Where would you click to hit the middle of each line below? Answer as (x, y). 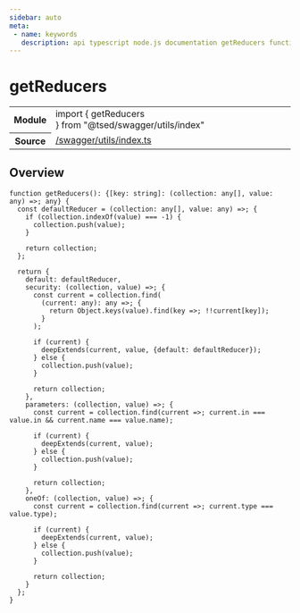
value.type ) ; (33, 514)
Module (30, 120)
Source (30, 141)
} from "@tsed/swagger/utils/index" (130, 125)
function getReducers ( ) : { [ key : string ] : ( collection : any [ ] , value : (142, 193)
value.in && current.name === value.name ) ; (92, 420)
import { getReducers (100, 114)
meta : (19, 26)
